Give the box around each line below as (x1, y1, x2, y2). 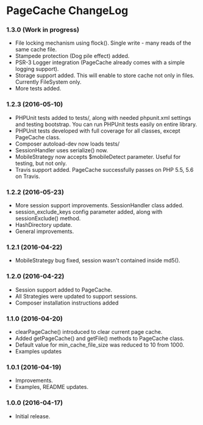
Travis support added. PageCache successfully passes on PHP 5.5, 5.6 (15, 166, 194, 173)
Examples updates (15, 347, 62, 355)
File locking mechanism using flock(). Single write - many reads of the (15, 39, 191, 46)
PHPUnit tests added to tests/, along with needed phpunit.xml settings (15, 114, 191, 121)
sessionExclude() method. (15, 215, 81, 222)
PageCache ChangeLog (6, 4, 129, 18)
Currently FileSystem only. (15, 78, 82, 86)
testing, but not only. (15, 160, 67, 167)
